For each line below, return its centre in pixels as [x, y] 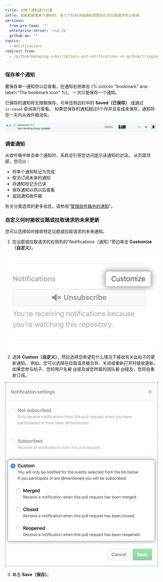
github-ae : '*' [25, 36]
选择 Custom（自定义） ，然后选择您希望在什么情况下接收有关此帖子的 [81, 357]
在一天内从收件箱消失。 [28, 115]
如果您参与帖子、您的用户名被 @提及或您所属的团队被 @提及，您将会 [81, 369]
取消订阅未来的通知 [31, 178]
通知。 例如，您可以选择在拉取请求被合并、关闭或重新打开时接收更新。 [87, 363]
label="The [16, 92]
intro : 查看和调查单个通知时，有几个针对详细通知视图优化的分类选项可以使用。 [74, 15]
